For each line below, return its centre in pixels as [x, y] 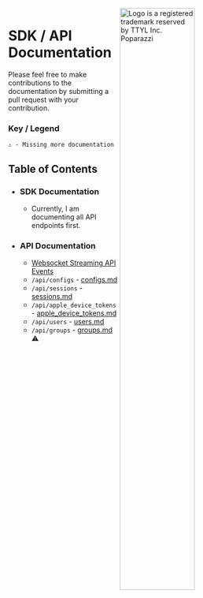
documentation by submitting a [59, 91]
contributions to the [40, 83]
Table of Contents [53, 169]
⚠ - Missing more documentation [61, 145]
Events [42, 271]
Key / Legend [34, 128]
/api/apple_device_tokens [74, 306]
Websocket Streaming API [74, 263]
